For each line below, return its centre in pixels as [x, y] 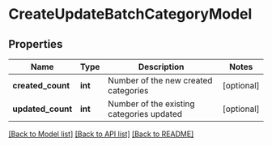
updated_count [42, 109]
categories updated [145, 114]
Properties [36, 44]
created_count [41, 86]
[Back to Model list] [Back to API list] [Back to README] [101, 134]
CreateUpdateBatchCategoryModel [130, 14]
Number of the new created [160, 80]
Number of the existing [152, 104]
